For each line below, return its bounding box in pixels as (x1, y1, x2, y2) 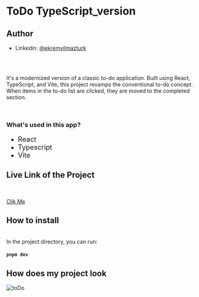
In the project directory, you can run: (6, 238, 98, 245)
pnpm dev (6, 252, 29, 258)
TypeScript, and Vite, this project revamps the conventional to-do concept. (6, 81, 193, 88)
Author (6, 28, 33, 39)
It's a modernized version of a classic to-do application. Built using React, (6, 75, 191, 81)
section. (6, 94, 27, 101)
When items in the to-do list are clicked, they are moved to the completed (6, 87, 190, 95)
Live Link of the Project (6, 170, 95, 180)
